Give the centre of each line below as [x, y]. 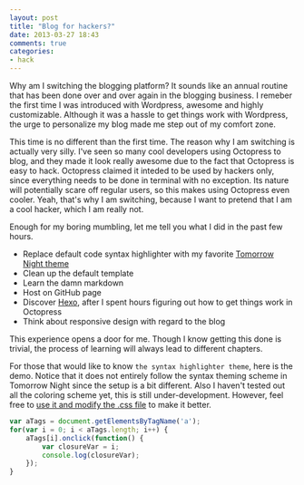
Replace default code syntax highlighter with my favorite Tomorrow [148, 254]
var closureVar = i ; [81, 446]
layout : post [34, 18]
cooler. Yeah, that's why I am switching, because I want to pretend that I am [151, 199]
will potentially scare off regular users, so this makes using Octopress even [150, 190]
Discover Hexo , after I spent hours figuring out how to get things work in [157, 302]
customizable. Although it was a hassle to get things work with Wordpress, [149, 115]
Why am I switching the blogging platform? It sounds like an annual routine [149, 86]
